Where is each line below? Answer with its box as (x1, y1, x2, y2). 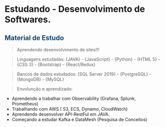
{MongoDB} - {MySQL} (16, 77, 64, 82)
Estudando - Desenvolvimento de (4, 3, 145, 15)
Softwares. (4, 14, 51, 25)
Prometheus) (11, 101, 39, 107)
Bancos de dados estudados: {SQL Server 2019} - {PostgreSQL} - (16, 71, 152, 77)
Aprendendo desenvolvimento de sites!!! (16, 47, 100, 52)
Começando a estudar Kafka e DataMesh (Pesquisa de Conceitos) (11, 117, 148, 122)
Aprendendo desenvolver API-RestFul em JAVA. (11, 111, 110, 117)
